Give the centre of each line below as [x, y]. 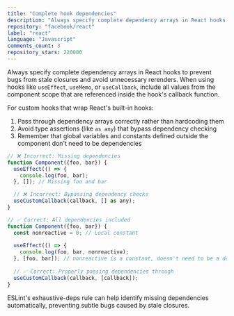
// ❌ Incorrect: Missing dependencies [64, 156]
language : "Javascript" [42, 40]
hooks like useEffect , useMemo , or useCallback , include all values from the [111, 87]
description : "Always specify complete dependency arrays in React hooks [117, 20]
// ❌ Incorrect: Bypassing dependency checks [81, 194]
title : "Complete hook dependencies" [62, 14]
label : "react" [29, 33]
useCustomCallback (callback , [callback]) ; [76, 278]
